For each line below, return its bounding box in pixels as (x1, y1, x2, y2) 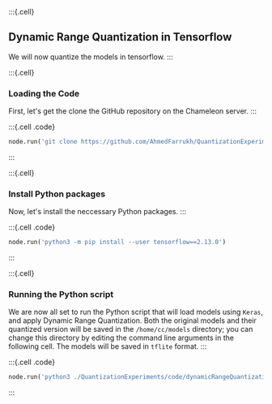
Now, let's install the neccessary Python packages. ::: (8, 207, 187, 217)
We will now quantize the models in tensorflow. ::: (8, 52, 174, 62)
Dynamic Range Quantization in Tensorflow (8, 30, 232, 44)
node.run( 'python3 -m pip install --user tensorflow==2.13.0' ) (8, 239, 227, 247)
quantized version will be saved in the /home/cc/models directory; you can (8, 324, 253, 334)
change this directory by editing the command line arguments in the (8, 333, 235, 343)
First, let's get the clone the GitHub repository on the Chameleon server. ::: (8, 106, 257, 116)
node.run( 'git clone (8, 138, 79, 146)
